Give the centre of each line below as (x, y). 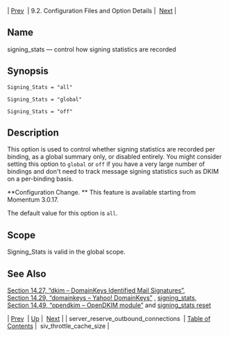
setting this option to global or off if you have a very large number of (106, 164)
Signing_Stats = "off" (40, 111)
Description (33, 133)
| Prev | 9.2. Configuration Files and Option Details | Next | (92, 11)
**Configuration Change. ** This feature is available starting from (102, 192)
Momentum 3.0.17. (33, 200)
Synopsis (28, 71)
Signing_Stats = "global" (44, 99)
